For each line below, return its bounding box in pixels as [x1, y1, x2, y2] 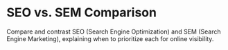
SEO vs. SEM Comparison [6, 5, 157, 21]
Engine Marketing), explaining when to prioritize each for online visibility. [6, 34, 214, 42]
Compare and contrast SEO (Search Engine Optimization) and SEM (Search [6, 27, 221, 36]
